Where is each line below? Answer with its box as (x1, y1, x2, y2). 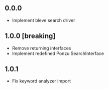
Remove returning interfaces (12, 45, 71, 51)
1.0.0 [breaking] (5, 32, 56, 40)
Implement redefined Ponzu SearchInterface (12, 50, 104, 56)
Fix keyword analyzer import (12, 78, 71, 84)
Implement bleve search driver (12, 17, 75, 23)
